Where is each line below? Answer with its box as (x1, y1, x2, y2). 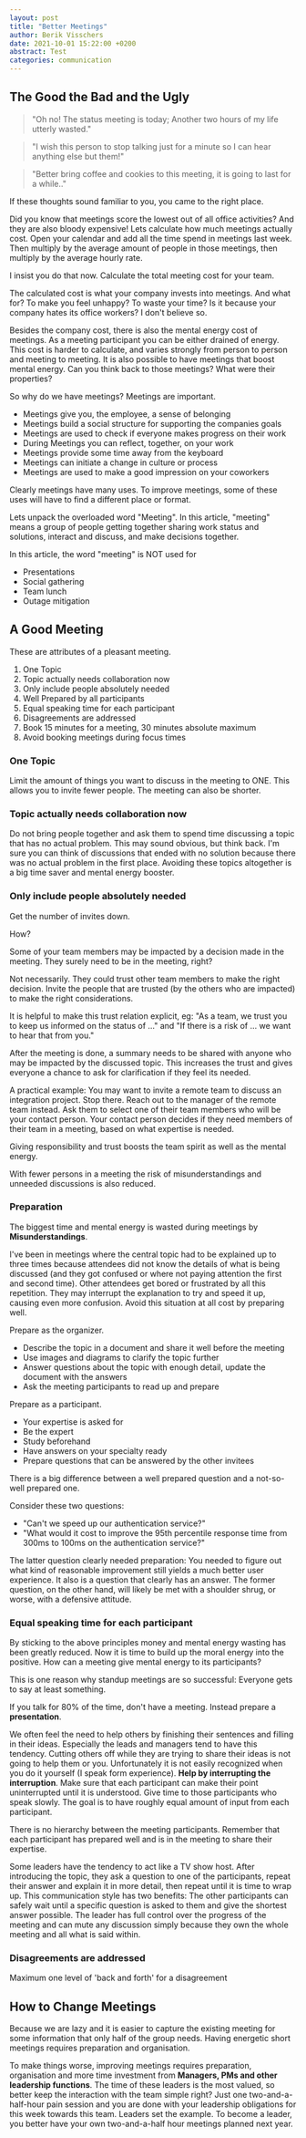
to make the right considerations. (9, 992, 134, 1003)
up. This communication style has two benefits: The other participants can (9, 1890, 289, 1902)
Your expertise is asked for (22, 1416, 124, 1427)
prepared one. (26, 1482, 80, 1493)
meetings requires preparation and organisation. (9, 2042, 190, 2053)
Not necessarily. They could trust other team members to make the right (9, 973, 280, 984)
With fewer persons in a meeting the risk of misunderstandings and (9, 1168, 262, 1179)
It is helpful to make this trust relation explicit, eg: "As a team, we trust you (9, 1010, 288, 1022)
